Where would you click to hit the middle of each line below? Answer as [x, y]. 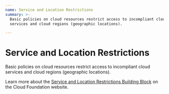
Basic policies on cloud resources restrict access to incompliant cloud [78, 67]
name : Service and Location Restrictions [49, 10]
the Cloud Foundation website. [37, 87]
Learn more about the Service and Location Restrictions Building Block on [82, 82]
